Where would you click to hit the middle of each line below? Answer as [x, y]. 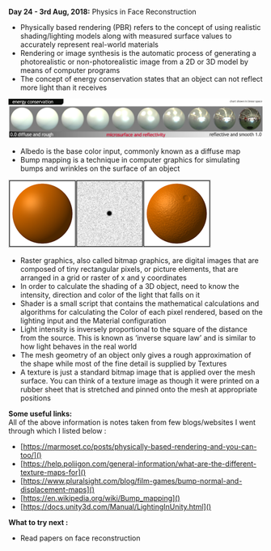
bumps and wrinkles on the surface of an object [100, 168]
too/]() [31, 456]
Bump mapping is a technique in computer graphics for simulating [130, 160]
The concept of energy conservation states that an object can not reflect [141, 79]
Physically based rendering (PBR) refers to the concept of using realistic [140, 27]
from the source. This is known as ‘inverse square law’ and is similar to [138, 338]
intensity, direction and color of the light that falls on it [110, 295]
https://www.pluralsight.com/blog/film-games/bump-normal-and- [133, 481]
